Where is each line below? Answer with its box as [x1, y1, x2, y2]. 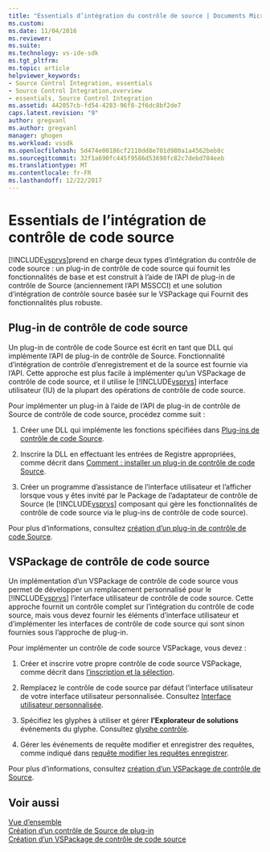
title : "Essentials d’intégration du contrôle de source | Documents [8, 11, 247, 20]
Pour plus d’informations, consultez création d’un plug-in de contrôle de [8, 523, 247, 532]
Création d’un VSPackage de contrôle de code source [8, 834, 186, 844]
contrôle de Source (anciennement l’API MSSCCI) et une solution [8, 280, 223, 290]
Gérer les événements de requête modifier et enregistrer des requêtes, [19, 740, 255, 750]
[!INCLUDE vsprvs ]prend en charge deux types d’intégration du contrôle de [8, 254, 256, 264]
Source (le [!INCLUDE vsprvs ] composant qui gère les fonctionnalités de [19, 498, 258, 508]
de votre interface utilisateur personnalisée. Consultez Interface [19, 692, 231, 701]
